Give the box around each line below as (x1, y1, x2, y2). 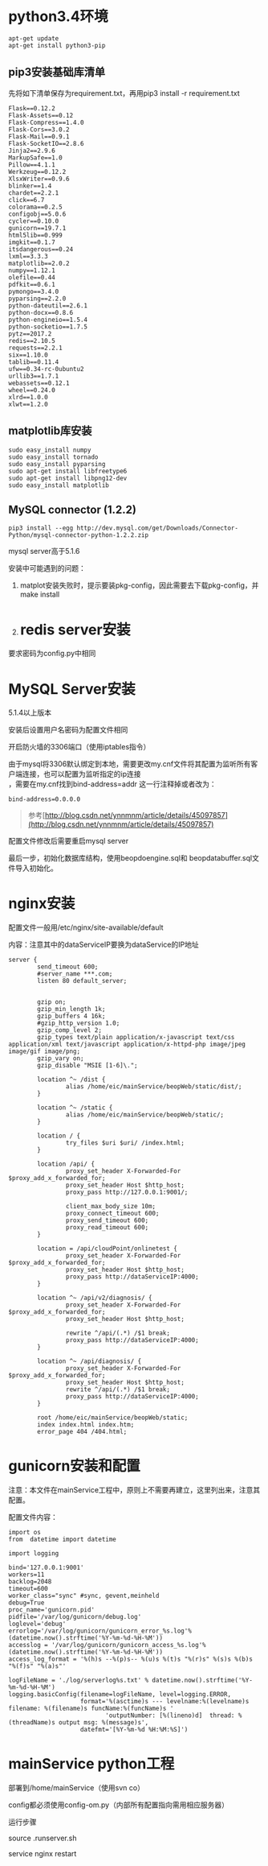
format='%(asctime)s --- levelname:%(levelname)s (79, 1698, 250, 1706)
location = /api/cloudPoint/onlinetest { (37, 1245, 178, 1253)
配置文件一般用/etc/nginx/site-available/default (8, 923, 164, 932)
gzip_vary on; (37, 1055, 84, 1063)
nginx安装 (8, 894, 75, 913)
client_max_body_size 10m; (65, 1203, 156, 1211)
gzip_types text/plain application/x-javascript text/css (37, 1034, 235, 1042)
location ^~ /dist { (37, 1075, 106, 1084)
